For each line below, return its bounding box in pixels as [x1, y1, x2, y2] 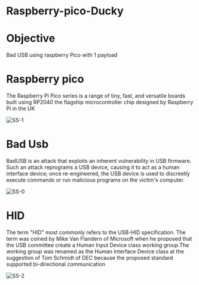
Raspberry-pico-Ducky [6, 4, 124, 18]
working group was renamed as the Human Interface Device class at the [6, 247, 184, 255]
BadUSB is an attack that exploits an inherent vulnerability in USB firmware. [6, 157, 192, 164]
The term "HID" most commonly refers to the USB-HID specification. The [6, 229, 186, 236]
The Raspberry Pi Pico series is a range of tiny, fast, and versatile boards [6, 92, 185, 99]
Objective [6, 32, 56, 46]
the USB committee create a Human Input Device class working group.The [6, 241, 189, 248]
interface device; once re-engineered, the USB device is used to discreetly [6, 170, 190, 177]
